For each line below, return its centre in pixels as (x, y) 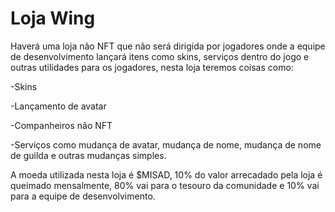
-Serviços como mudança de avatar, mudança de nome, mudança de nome (166, 144)
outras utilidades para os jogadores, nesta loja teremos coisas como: (152, 67)
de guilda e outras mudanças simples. (88, 155)
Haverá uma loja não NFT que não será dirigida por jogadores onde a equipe (168, 46)
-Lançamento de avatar (58, 106)
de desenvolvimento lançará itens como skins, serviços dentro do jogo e (160, 56)
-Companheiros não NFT (61, 125)
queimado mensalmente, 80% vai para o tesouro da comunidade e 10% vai (165, 185)
